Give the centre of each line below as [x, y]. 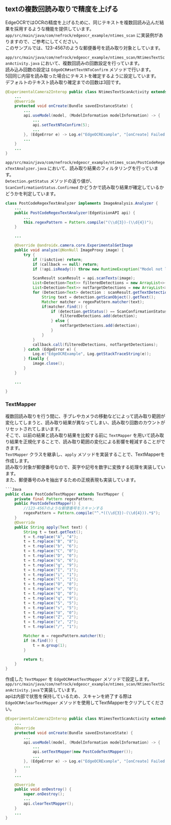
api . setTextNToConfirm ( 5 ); [61, 125]
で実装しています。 [59, 690]
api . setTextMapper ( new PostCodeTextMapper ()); [83, 752]
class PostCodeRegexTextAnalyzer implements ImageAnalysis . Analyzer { [82, 203]
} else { [60, 321]
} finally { [36, 359]
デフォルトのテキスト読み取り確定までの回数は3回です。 [64, 82]
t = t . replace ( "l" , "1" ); [51, 580]
